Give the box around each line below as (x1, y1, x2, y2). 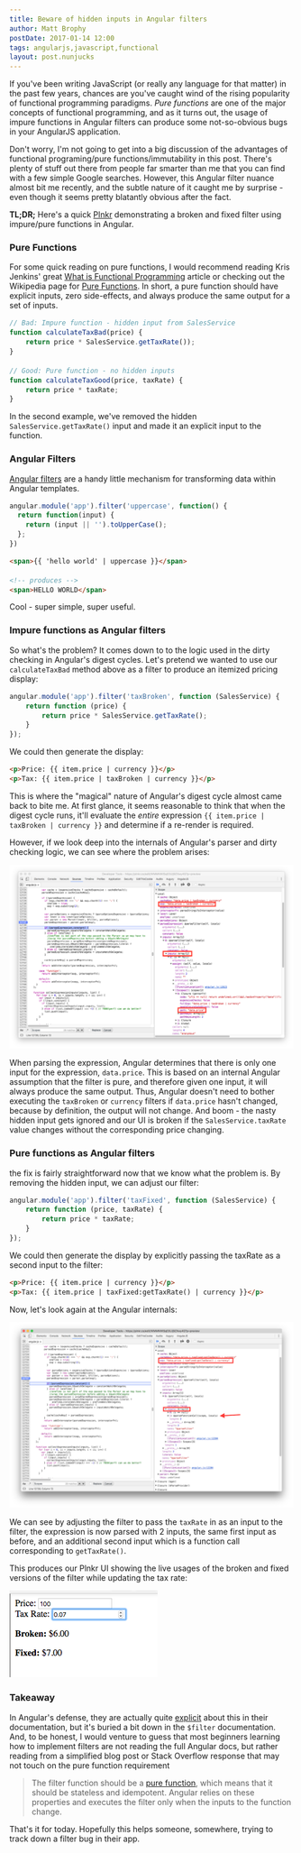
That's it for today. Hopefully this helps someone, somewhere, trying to (9, 1823, 273, 1834)
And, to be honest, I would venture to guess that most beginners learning (9, 1731, 281, 1742)
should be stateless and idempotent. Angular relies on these (31, 1786, 255, 1798)
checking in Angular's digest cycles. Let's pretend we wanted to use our (9, 654, 278, 665)
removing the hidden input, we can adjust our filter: (9, 1177, 200, 1188)
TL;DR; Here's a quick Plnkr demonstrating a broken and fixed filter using (9, 209, 282, 220)
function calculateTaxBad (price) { (9, 328, 143, 337)
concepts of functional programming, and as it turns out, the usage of (9, 107, 269, 118)
